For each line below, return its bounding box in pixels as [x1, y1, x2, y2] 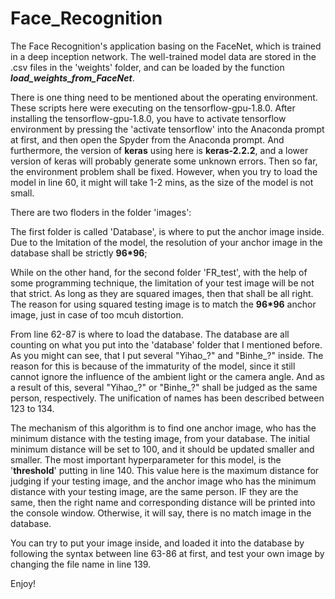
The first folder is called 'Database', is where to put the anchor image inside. [10, 225, 325, 237]
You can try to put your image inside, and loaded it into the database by [10, 537, 305, 549]
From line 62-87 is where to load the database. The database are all [10, 328, 290, 340]
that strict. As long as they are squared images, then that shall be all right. [10, 287, 314, 299]
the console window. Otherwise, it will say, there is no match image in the [10, 507, 312, 519]
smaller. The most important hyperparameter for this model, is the [10, 453, 282, 466]
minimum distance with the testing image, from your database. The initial [10, 432, 310, 444]
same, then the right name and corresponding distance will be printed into [10, 496, 316, 508]
